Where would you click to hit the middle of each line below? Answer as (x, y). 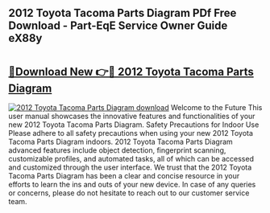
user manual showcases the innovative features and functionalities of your (132, 116)
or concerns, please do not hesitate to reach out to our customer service (129, 193)
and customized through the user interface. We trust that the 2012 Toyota (130, 167)
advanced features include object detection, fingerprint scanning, (117, 150)
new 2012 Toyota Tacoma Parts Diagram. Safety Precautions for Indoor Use (134, 125)
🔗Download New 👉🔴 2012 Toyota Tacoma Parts (131, 72)
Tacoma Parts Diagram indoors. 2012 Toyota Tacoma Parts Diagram (121, 141)
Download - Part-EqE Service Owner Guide (118, 26)
